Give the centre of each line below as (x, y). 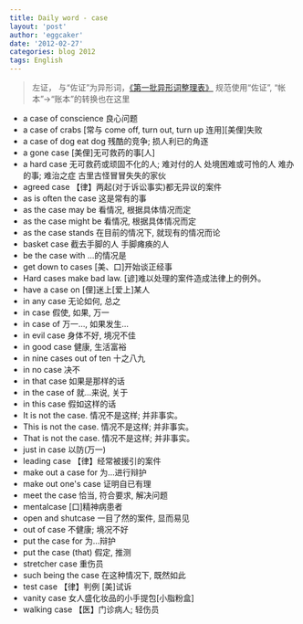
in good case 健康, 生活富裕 (74, 347)
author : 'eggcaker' (47, 35)
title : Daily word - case (58, 18)
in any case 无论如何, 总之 (72, 301)
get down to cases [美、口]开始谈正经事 (98, 267)
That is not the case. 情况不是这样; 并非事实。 (109, 438)
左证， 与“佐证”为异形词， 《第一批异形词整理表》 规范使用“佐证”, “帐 (159, 87)
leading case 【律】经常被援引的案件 (92, 461)
